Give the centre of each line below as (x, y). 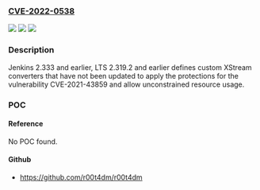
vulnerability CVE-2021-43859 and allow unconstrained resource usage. (126, 84)
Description (31, 50)
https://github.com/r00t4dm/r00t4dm (81, 177)
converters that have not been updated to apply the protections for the (124, 76)
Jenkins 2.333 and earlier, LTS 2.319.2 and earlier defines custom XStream (130, 67)
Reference (26, 124)
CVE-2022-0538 (42, 11)
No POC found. (33, 142)
